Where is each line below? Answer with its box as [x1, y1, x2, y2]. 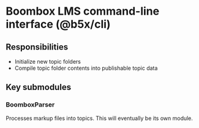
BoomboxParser [6, 100, 55, 109]
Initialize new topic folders [14, 58, 81, 65]
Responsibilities [6, 42, 69, 52]
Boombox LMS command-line [6, 4, 160, 18]
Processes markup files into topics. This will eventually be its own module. [6, 115, 193, 122]
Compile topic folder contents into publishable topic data [14, 64, 158, 72]
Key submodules [6, 82, 72, 92]
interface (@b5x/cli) [6, 17, 111, 31]
